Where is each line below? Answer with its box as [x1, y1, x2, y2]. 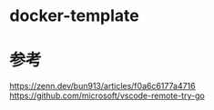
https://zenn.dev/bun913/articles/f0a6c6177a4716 [9, 81, 196, 92]
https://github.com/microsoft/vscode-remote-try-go [9, 90, 205, 101]
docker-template [9, 5, 139, 26]
